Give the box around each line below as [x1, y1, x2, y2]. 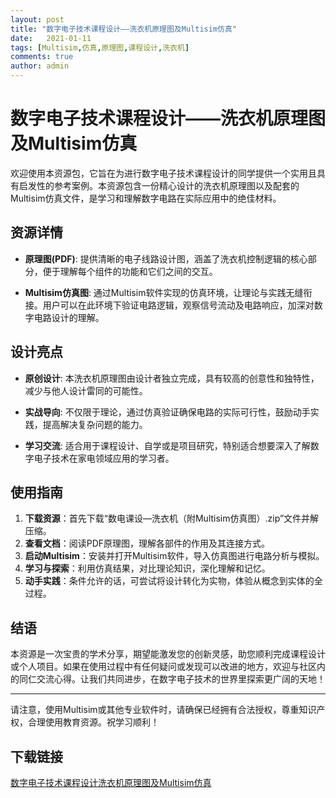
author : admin [10, 61, 70, 71]
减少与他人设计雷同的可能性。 [24, 384, 148, 396]
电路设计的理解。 [33, 311, 105, 323]
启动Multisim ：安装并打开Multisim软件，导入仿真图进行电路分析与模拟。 [24, 550, 325, 562]
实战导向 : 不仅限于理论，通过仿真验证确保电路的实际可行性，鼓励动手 [24, 406, 311, 418]
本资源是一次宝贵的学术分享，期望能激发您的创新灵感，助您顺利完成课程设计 [10, 648, 326, 660]
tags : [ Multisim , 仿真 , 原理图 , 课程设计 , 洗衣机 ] [10, 42, 190, 53]
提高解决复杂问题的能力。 [42, 418, 148, 430]
